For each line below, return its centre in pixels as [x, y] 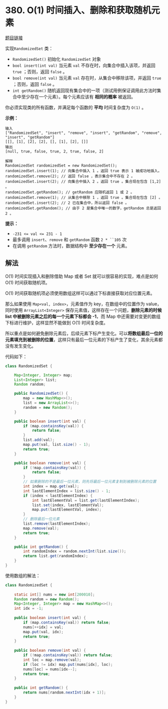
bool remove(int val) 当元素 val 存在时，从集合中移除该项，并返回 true [87, 78]
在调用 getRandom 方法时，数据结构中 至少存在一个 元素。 [71, 246]
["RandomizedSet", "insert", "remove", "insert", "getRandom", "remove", [84, 133]
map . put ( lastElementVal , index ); [66, 510]
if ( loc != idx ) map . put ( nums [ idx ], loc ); [68, 664]
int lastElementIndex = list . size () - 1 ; [67, 491]
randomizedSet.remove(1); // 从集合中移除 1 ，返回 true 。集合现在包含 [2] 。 [84, 197]
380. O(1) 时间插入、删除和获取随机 [78, 10]
